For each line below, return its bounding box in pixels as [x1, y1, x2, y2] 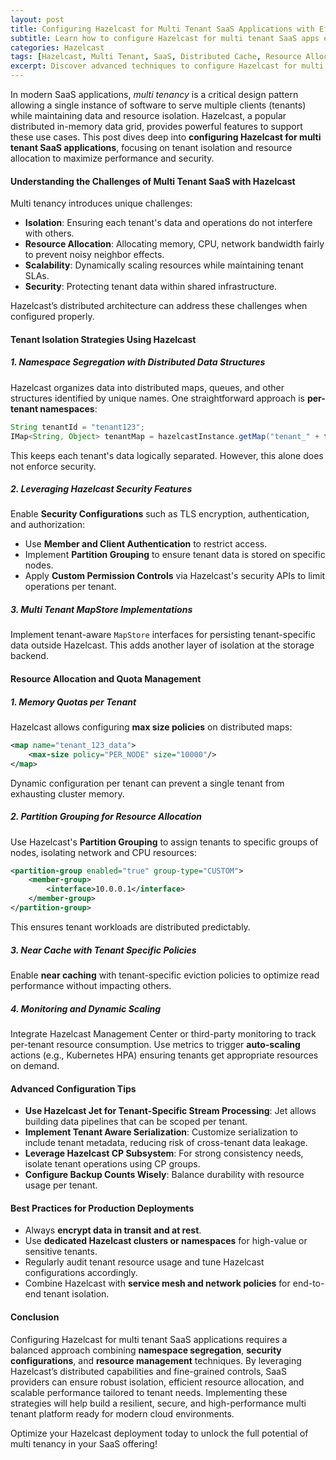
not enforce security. [10, 460, 97, 472]
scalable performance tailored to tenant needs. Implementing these [10, 1386, 288, 1398]
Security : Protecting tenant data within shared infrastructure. [24, 281, 277, 293]
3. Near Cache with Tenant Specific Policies [10, 944, 197, 956]
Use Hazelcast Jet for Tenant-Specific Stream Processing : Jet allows [24, 1105, 317, 1117]
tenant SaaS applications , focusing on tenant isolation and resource [10, 142, 293, 153]
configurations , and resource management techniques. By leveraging [10, 1354, 302, 1366]
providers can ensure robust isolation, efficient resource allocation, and [10, 1376, 305, 1388]
